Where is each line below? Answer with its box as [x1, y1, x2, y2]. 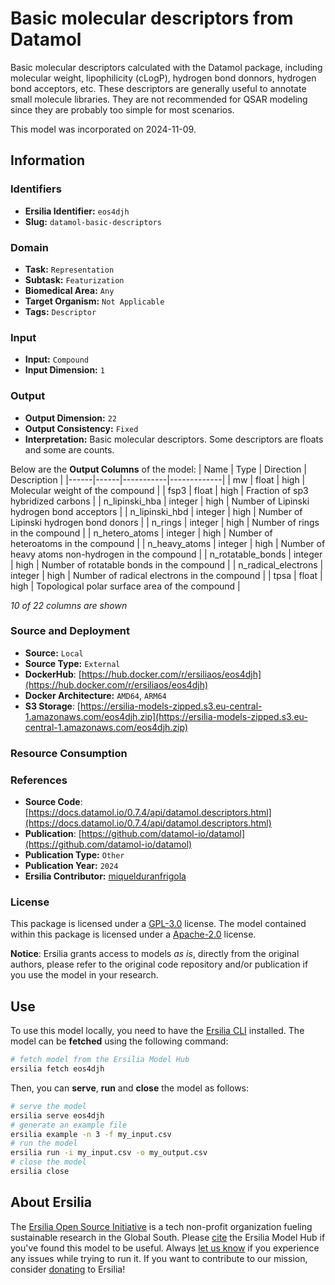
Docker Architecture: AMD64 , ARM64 [24, 689, 167, 701]
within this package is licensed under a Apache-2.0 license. [10, 928, 257, 941]
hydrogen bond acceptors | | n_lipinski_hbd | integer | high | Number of [10, 505, 303, 517]
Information [10, 152, 86, 169]
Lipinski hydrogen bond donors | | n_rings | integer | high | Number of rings [10, 516, 320, 528]
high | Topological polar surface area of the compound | [10, 580, 241, 592]
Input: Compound [24, 353, 90, 366]
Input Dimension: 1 [24, 364, 105, 376]
